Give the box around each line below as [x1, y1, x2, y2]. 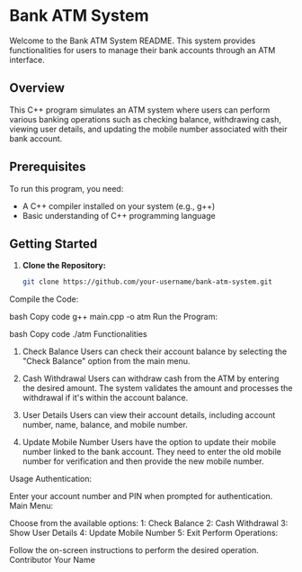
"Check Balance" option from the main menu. [22, 356, 191, 367]
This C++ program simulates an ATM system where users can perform [9, 104, 271, 115]
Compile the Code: [9, 294, 79, 304]
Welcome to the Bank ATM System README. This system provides [9, 35, 256, 46]
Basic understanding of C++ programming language [22, 210, 216, 221]
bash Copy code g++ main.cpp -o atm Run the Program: [9, 312, 218, 322]
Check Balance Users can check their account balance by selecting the [22, 346, 288, 357]
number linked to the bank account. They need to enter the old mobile [22, 447, 281, 458]
